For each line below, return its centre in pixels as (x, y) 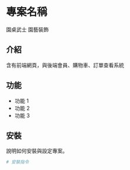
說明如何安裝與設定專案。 (37, 151)
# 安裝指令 (18, 162)
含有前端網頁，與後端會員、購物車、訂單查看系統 (65, 65)
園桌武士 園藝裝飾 (27, 29)
